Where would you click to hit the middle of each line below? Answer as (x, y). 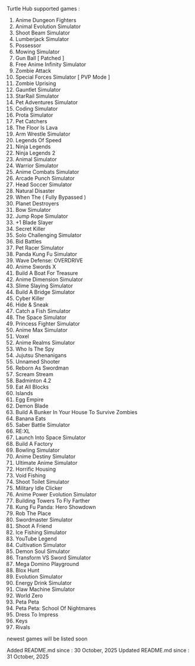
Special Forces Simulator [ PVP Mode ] (63, 77)
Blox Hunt (27, 570)
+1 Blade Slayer (34, 222)
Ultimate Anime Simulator (46, 463)
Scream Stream (34, 374)
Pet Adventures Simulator (47, 102)
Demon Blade (32, 406)
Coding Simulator (36, 109)
